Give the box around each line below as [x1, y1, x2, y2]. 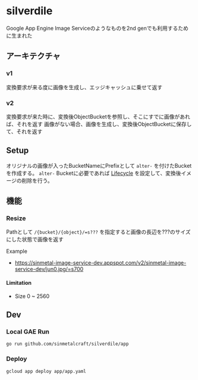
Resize [6, 214, 26, 222]
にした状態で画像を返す [6, 236, 64, 243]
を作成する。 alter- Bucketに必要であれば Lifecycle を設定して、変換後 [6, 169, 181, 177]
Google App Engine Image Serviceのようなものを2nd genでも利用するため [6, 24, 189, 32]
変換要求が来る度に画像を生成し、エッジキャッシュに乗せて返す [6, 83, 162, 90]
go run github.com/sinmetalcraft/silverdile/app [6, 341, 129, 347]
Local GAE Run [6, 327, 49, 335]
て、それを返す [6, 128, 43, 135]
